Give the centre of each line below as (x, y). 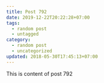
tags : (13, 23)
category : (19, 40)
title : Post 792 (26, 12)
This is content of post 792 (40, 73)
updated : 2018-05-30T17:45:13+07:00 (52, 57)
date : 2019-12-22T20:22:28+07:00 (48, 17)
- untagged (25, 34)
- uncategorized (32, 51)
